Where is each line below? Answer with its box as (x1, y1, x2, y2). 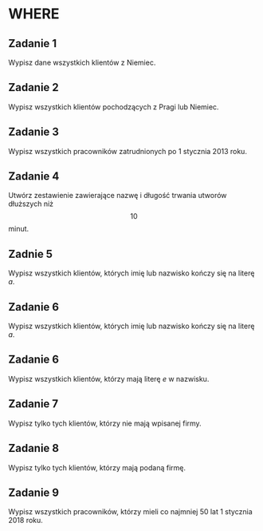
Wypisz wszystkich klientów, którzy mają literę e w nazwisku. (8, 374, 210, 383)
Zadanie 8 (8, 442, 60, 455)
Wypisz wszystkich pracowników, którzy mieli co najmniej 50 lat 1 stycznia (8, 507, 253, 517)
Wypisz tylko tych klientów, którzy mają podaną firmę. (8, 462, 186, 472)
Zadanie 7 (8, 397, 59, 411)
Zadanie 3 (8, 125, 60, 139)
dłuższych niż (8, 199, 54, 208)
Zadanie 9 (8, 485, 60, 499)
